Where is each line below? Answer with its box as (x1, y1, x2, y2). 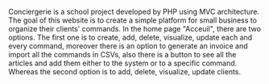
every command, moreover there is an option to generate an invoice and (8, 41, 248, 51)
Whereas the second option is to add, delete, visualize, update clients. (8, 67, 242, 76)
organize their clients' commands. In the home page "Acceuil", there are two (8, 24, 262, 33)
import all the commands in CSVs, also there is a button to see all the (8, 50, 237, 59)
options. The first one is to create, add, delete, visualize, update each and (8, 32, 253, 42)
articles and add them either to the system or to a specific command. (8, 58, 238, 68)
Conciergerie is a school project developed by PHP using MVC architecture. (8, 7, 260, 16)
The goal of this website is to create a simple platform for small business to (8, 15, 258, 25)
